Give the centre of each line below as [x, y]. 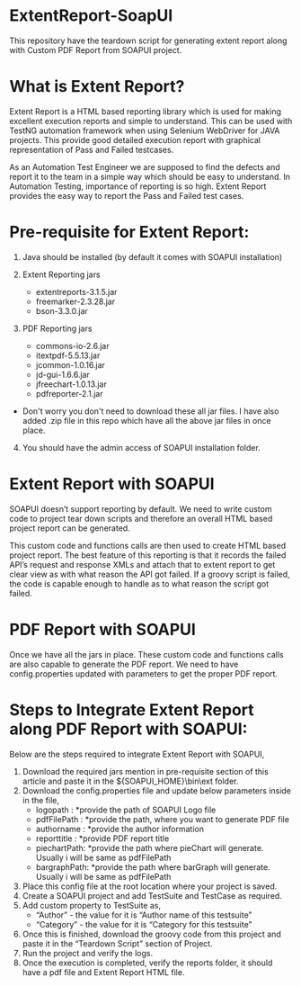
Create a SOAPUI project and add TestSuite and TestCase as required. [152, 895]
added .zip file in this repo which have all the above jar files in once [146, 420]
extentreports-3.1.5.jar [76, 291]
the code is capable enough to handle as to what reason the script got [139, 583]
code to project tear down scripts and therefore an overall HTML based [141, 518]
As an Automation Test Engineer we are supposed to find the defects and [145, 166]
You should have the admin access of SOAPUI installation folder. [141, 447]
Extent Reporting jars [61, 274]
